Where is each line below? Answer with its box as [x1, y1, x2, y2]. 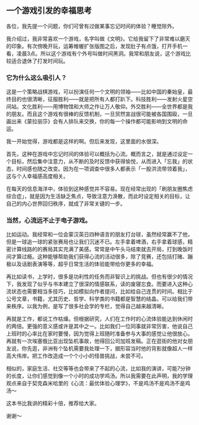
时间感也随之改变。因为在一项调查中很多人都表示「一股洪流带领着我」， [16, 165, 191, 172]
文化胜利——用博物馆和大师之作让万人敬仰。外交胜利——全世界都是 [21, 103, 188, 110]
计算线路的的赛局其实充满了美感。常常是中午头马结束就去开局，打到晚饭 [11, 245, 188, 253]
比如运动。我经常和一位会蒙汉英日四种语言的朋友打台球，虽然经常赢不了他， [6, 231, 193, 238]
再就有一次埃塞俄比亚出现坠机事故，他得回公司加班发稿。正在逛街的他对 [6, 337, 182, 345]
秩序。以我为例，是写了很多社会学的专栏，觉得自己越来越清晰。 [11, 303, 167, 310]
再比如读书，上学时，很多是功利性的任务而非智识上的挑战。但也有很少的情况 [6, 273, 193, 280]
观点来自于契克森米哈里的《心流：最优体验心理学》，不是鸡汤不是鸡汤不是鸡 [6, 380, 191, 387]
